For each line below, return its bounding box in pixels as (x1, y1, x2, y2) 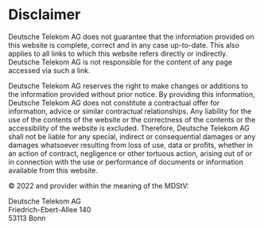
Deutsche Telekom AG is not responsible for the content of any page (8, 57, 233, 67)
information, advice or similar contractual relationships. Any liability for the (8, 106, 252, 116)
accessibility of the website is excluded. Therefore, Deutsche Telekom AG (8, 123, 250, 133)
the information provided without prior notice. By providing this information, (8, 89, 256, 99)
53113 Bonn (8, 213, 46, 223)
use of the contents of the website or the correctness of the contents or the (8, 114, 256, 124)
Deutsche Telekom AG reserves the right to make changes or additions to (8, 81, 249, 91)
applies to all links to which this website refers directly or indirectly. (8, 49, 228, 58)
